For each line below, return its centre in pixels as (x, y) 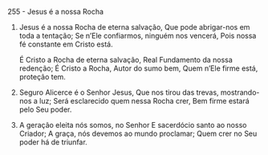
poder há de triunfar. (53, 142)
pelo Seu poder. (45, 109)
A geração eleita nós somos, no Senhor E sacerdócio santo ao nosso (133, 125)
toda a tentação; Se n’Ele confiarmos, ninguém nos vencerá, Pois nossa (138, 36)
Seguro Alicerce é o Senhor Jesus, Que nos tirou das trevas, (119, 92)
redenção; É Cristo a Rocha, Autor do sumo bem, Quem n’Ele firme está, (138, 68)
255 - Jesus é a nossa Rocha (56, 12)
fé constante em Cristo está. (66, 44)
